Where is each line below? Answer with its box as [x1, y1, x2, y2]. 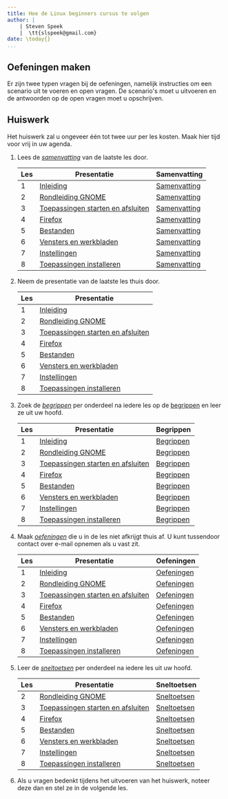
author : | [7, 17, 36, 23]
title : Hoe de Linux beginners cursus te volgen [7, 10, 149, 17]
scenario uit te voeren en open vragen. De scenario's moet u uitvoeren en [7, 87, 217, 95]
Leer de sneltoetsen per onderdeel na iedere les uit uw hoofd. [17, 663, 193, 672]
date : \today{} [7, 36, 51, 43]
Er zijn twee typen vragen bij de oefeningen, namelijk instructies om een [7, 79, 212, 87]
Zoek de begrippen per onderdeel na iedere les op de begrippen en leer [17, 401, 222, 409]
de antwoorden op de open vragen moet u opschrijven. [7, 94, 164, 102]
